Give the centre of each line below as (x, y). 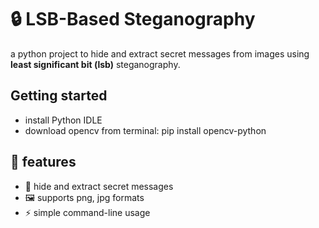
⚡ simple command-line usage (87, 212)
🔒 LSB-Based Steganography (133, 19)
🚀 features (43, 162)
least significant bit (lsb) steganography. (95, 64)
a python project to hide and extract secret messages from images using (160, 53)
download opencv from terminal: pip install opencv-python (145, 130)
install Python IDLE (63, 120)
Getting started (59, 96)
